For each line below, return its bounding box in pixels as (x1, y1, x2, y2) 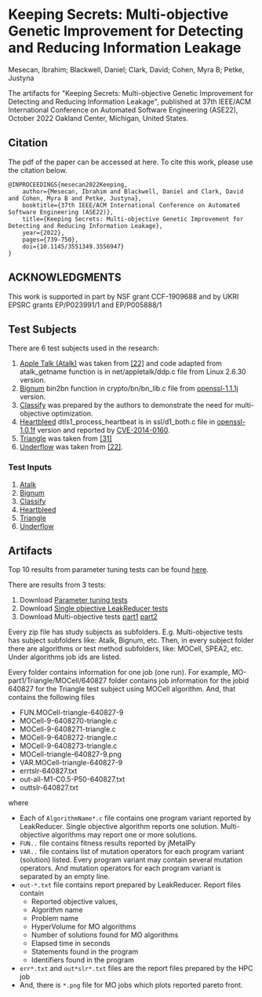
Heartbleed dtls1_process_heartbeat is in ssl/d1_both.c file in (19, 417, 216, 427)
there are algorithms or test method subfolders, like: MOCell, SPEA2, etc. (8, 644, 244, 654)
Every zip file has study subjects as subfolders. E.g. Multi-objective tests (8, 627, 243, 637)
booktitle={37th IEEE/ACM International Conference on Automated (22, 201, 241, 209)
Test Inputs (8, 462, 53, 473)
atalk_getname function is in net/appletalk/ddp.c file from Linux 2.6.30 (19, 367, 246, 376)
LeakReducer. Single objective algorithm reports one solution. (19, 822, 220, 831)
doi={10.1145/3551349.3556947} (22, 242, 125, 251)
